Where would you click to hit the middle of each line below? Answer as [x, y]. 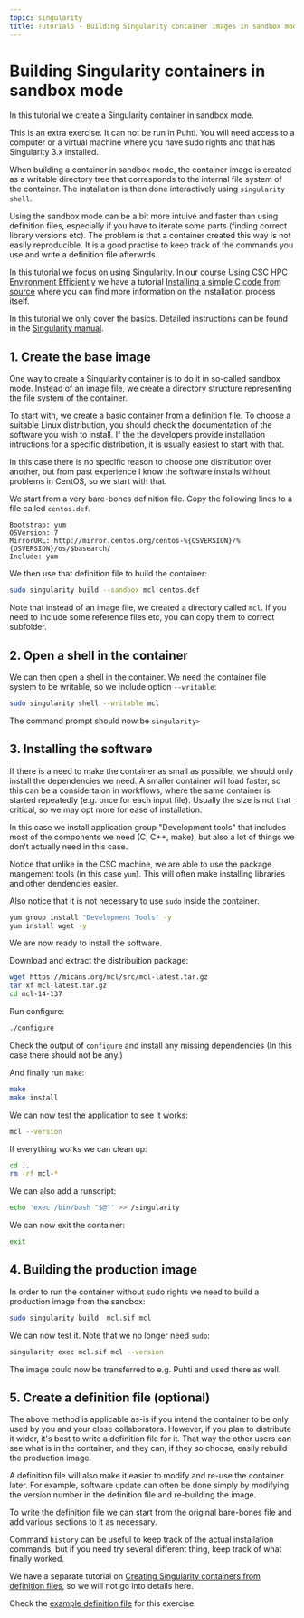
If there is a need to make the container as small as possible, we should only [152, 770]
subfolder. [28, 627]
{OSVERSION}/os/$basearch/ [60, 549]
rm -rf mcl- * [34, 1174]
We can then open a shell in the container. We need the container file [138, 677]
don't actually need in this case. [69, 846]
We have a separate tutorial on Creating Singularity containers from [135, 1576]
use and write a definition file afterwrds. [84, 255]
